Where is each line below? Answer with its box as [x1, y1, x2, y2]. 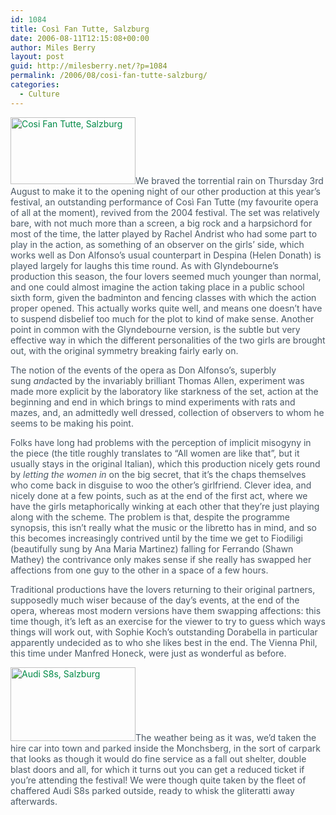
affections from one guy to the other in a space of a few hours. [10, 564, 269, 576]
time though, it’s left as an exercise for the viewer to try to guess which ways [10, 615, 326, 627]
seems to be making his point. [10, 417, 134, 429]
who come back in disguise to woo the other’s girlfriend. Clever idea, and [10, 479, 312, 491]
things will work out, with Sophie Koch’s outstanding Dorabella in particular [10, 626, 318, 638]
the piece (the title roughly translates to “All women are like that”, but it [10, 447, 300, 459]
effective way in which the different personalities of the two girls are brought [10, 334, 326, 346]
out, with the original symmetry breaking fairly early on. [10, 344, 239, 356]
